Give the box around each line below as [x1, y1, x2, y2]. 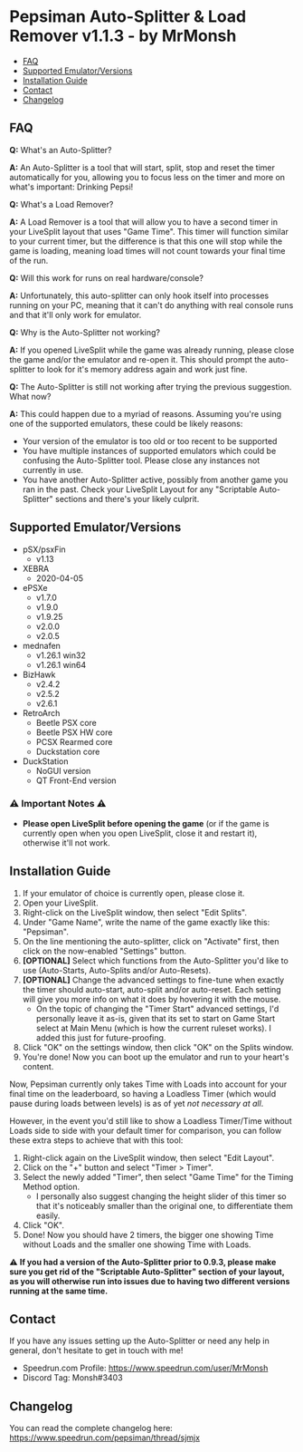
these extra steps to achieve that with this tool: [9, 1135, 184, 1146]
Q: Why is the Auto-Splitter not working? [9, 326, 161, 337]
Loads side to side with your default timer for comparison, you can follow [9, 1125, 282, 1136]
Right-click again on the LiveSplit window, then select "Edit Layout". [22, 1152, 274, 1163]
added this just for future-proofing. [35, 1031, 166, 1043]
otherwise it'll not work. [22, 837, 110, 848]
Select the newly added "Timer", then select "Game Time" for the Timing [22, 1171, 294, 1182]
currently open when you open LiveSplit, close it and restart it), [22, 828, 258, 838]
